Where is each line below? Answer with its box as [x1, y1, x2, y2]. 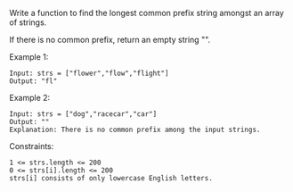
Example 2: [9, 93, 51, 103]
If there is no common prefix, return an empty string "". [9, 35, 211, 45]
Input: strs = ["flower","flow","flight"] [9, 69, 169, 78]
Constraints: [9, 141, 54, 151]
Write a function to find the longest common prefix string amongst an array [9, 8, 285, 18]
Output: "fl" [9, 77, 58, 86]
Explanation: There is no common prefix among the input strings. [9, 125, 261, 134]
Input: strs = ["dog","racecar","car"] [9, 110, 158, 119]
